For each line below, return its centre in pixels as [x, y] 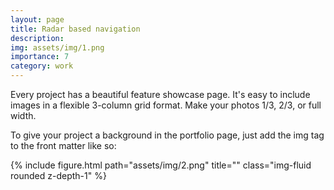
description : [37, 38]
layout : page [37, 19]
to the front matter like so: [63, 145]
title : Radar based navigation [75, 29]
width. [23, 115]
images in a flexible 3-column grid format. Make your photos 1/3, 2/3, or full [166, 105]
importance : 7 [40, 57]
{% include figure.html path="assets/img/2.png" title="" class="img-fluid [161, 165]
